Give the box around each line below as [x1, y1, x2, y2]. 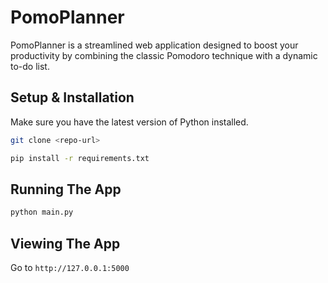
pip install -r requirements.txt [10, 153, 150, 163]
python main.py [10, 207, 74, 218]
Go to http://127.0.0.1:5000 [10, 262, 130, 273]
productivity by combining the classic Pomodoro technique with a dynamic [10, 49, 318, 61]
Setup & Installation [10, 89, 135, 106]
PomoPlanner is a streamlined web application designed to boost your [10, 39, 299, 51]
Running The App [10, 181, 122, 198]
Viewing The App [10, 235, 121, 252]
